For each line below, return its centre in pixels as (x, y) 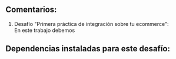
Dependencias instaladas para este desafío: (88, 49)
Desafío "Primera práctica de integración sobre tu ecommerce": (91, 24)
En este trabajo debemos (44, 30)
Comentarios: (31, 10)
